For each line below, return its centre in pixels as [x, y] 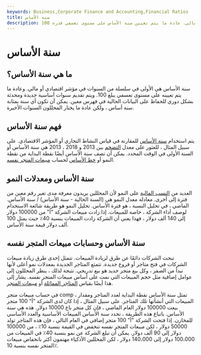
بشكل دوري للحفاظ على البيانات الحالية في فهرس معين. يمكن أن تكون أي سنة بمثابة [100, 101]
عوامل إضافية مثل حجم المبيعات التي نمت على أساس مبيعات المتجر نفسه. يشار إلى [100, 277]
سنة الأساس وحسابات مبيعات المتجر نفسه [76, 243]
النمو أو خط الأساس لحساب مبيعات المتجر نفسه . [61, 160]
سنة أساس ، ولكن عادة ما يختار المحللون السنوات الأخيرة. [71, 107]
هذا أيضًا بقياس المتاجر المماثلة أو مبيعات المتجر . [60, 283]
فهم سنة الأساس [34, 126]
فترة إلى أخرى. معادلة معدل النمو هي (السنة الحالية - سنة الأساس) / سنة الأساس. [97, 199]
